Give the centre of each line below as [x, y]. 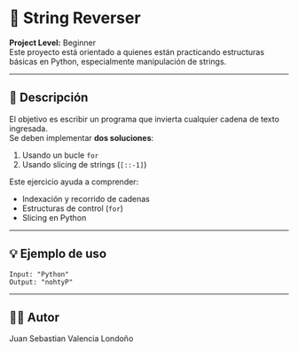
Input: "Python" [39, 274]
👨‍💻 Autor [35, 317]
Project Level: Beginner [53, 43]
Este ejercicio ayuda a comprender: [74, 182]
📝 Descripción [49, 98]
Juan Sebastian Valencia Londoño [71, 339]
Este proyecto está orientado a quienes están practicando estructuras [137, 51]
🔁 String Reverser [75, 18]
